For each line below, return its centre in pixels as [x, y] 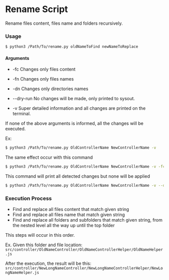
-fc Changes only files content [44, 69]
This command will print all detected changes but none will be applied [78, 176]
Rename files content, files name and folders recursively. [64, 23]
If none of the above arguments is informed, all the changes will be [74, 123]
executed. [16, 129]
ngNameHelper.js [22, 273]
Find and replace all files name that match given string [69, 215]
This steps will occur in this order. [40, 235]
